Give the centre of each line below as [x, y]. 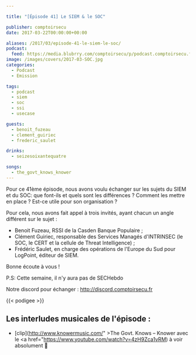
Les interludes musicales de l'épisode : [78, 319]
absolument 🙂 [31, 345]
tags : [13, 86]
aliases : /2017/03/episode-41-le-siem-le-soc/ [64, 43]
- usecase [23, 113]
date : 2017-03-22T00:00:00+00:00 [47, 33]
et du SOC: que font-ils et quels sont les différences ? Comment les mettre [95, 195]
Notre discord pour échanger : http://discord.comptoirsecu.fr [79, 289]
